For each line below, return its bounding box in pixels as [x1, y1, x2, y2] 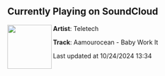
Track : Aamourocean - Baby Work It [52, 38, 159, 46]
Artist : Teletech [52, 24, 99, 32]
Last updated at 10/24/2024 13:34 [52, 51, 152, 60]
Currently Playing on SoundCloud [7, 6, 159, 18]
